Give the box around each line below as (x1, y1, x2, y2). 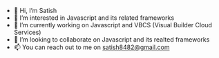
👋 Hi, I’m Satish (13, 7, 57, 14)
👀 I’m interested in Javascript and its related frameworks (13, 14, 175, 22)
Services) (13, 28, 41, 36)
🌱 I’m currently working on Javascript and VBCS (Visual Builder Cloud (13, 21, 213, 29)
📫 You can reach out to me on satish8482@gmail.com (13, 43, 170, 51)
